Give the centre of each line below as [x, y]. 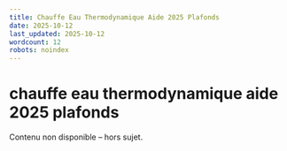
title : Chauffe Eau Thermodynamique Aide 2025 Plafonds [114, 17]
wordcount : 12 [35, 42]
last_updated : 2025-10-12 [57, 34]
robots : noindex [39, 50]
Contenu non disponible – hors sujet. [76, 137]
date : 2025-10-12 [41, 26]
